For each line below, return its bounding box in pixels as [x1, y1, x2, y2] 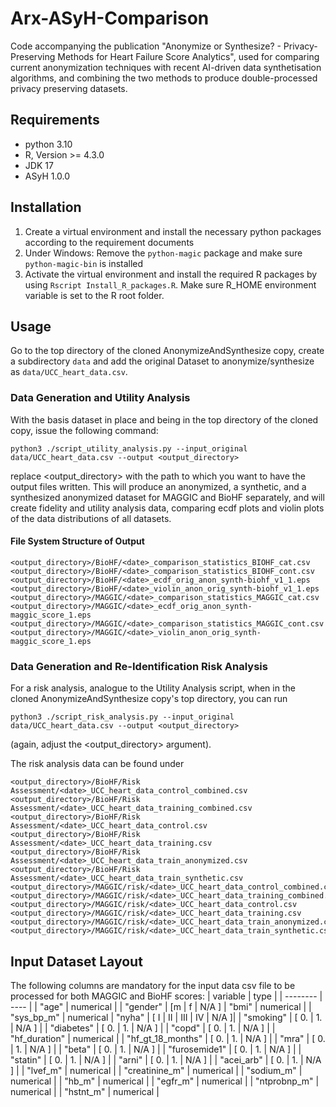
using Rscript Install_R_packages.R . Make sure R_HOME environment [24, 278, 317, 291]
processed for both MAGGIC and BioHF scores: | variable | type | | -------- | [10, 990, 323, 1002]
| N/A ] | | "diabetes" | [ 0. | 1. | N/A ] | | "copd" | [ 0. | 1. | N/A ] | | [10, 1022, 276, 1034]
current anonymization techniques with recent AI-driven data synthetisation [10, 61, 322, 73]
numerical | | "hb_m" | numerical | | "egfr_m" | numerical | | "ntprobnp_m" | [10, 1075, 320, 1087]
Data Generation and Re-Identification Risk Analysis [10, 659, 268, 673]
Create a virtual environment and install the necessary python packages [24, 225, 322, 237]
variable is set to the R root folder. [24, 289, 165, 301]
